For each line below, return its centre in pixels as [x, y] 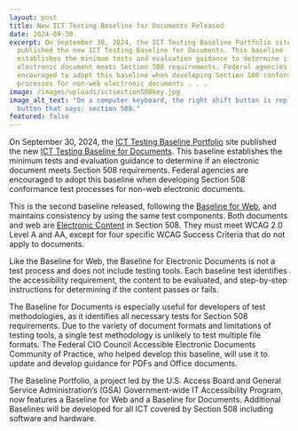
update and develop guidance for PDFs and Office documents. [123, 363]
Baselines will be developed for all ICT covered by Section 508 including [141, 409]
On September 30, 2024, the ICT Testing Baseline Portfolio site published [143, 142]
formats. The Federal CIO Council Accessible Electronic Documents [133, 345]
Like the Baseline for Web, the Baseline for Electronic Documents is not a [142, 261]
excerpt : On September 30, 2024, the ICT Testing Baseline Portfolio [141, 42]
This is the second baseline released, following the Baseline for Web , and [143, 206]
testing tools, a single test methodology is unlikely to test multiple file [135, 335]
